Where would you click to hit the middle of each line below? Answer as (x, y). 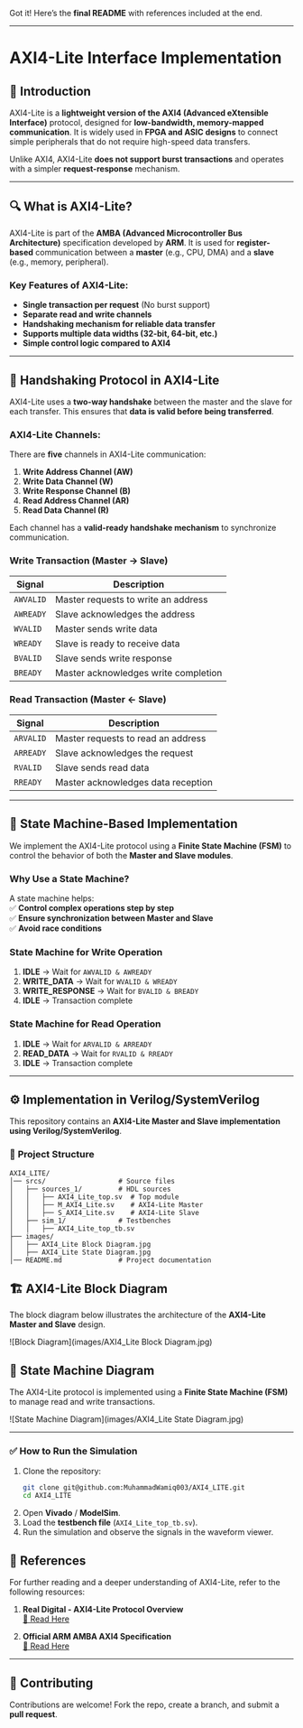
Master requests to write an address (132, 599)
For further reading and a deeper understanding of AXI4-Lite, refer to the (145, 1583)
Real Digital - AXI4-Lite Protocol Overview (103, 1610)
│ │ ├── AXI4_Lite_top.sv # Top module (94, 1197)
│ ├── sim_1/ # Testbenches (90, 1221)
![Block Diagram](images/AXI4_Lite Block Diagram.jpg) (111, 1342)
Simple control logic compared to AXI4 (96, 343)
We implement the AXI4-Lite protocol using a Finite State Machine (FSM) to (151, 845)
